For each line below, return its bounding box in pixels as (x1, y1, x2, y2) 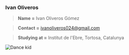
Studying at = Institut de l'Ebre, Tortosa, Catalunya (17, 34, 124, 41)
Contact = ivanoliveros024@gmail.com (17, 25, 100, 31)
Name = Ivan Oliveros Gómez (17, 15, 80, 21)
